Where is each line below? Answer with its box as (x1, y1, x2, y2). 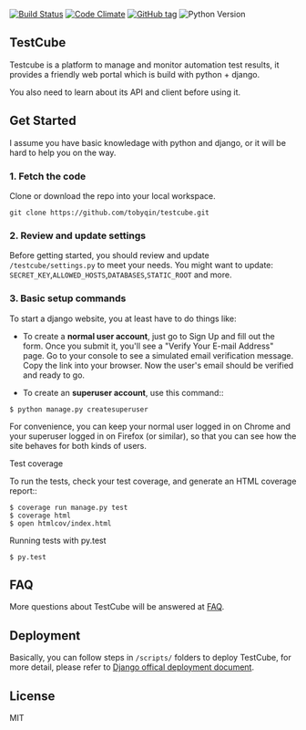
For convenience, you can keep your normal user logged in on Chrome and (9, 421, 291, 432)
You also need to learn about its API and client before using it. (9, 87, 241, 98)
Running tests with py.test (9, 535, 107, 546)
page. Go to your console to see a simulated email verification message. (22, 349, 294, 360)
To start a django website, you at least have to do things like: (9, 313, 237, 324)
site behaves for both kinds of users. (9, 440, 148, 451)
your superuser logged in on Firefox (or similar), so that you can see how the (9, 430, 297, 442)
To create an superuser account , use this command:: (22, 387, 224, 398)
